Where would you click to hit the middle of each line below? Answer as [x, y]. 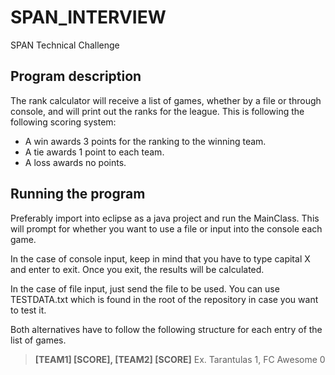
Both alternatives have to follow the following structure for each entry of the [166, 329]
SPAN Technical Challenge [65, 45]
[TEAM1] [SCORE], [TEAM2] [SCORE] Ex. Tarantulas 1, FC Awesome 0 [180, 359]
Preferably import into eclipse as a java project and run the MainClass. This [165, 218]
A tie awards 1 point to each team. [94, 152]
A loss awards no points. [75, 162]
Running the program [78, 194]
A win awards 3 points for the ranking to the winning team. [145, 141]
